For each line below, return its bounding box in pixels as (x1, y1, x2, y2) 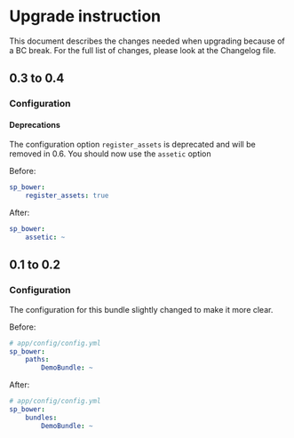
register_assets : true (25, 191, 109, 201)
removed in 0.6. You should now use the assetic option (9, 148, 211, 159)
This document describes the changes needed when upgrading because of (9, 36, 286, 46)
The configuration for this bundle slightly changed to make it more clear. (9, 304, 274, 315)
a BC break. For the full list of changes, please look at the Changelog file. (9, 44, 277, 55)
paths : (25, 355, 50, 364)
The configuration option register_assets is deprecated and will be (9, 139, 256, 150)
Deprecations (9, 119, 60, 130)
